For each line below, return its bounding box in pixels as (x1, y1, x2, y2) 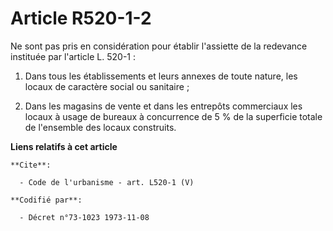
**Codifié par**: (10, 195, 83, 205)
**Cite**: (10, 160, 52, 170)
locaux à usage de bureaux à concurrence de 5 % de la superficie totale (24, 110, 323, 122)
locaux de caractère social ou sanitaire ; (24, 80, 190, 92)
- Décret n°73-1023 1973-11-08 (19, 212, 150, 222)
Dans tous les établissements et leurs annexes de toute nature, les (24, 70, 298, 82)
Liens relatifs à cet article (10, 140, 118, 152)
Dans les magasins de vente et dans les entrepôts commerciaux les (24, 100, 303, 112)
